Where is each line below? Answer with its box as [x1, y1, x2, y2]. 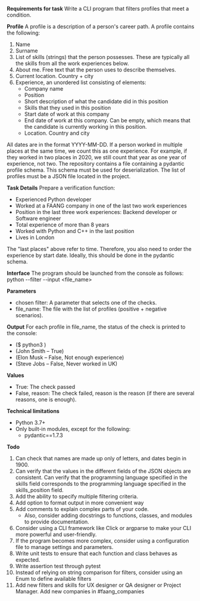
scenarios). [15, 312, 43, 318]
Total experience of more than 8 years [15, 221, 110, 228]
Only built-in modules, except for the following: [15, 426, 131, 432]
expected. [15, 556, 40, 563]
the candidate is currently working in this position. [24, 123, 148, 130]
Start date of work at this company [24, 110, 110, 117]
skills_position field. [15, 487, 64, 494]
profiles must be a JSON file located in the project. [7, 173, 131, 179]
